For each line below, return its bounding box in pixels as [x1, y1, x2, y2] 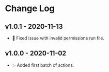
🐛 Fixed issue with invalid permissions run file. [12, 35, 105, 41]
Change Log [5, 3, 55, 14]
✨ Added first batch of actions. [12, 62, 74, 68]
